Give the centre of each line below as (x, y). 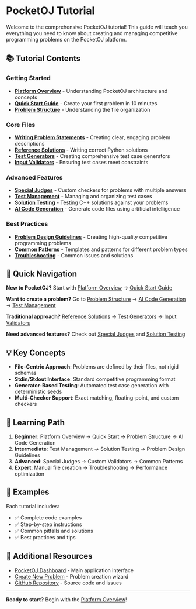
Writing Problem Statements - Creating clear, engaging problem (92, 137)
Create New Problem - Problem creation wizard (71, 576)
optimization (29, 474)
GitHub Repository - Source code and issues (68, 583)
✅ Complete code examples (48, 517)
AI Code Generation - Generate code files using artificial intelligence (97, 209)
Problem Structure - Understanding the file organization (82, 109)
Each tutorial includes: (33, 506)
